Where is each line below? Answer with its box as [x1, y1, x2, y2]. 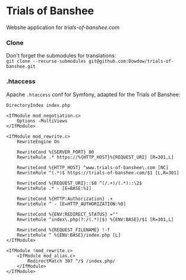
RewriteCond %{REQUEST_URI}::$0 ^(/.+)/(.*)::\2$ [17, 180, 143, 186]
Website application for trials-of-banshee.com [6, 24, 120, 31]
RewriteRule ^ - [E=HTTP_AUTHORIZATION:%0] [17, 201, 127, 207]
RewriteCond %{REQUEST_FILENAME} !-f [17, 227, 111, 233]
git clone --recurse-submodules [6, 58, 86, 65]
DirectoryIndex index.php [6, 102, 70, 108]
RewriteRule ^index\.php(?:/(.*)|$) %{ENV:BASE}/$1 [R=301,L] [17, 217, 174, 222]
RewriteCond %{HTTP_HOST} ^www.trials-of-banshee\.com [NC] [17, 164, 169, 170]
